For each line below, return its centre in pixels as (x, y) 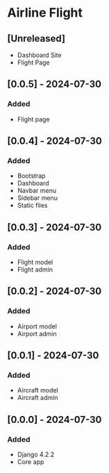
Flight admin (35, 269)
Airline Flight (45, 13)
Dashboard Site (39, 55)
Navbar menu (37, 191)
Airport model (37, 326)
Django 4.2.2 (36, 455)
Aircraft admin (37, 398)
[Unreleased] (36, 39)
